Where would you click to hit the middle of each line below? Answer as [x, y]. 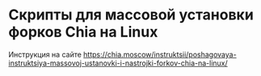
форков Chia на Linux [83, 32]
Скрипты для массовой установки [131, 15]
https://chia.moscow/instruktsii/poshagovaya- [160, 54]
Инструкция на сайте [45, 54]
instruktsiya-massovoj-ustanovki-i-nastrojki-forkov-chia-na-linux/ [118, 63]
